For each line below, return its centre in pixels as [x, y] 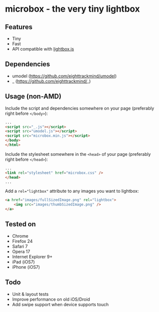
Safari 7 [20, 246]
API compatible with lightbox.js [43, 49]
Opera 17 [21, 251]
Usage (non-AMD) [33, 97]
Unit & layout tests [30, 294]
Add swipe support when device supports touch [60, 304]
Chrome [20, 236]
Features [19, 27]
